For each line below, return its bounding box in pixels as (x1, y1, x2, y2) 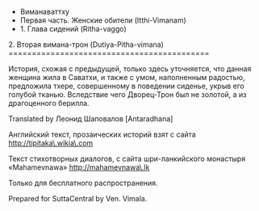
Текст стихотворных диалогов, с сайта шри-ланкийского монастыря (8, 154, 246, 163)
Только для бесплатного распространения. (8, 178, 159, 188)
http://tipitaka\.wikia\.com (8, 138, 94, 148)
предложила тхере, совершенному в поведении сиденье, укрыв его (8, 81, 244, 91)
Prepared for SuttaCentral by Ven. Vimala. (8, 194, 148, 203)
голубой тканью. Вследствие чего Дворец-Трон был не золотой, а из (8, 90, 248, 99)
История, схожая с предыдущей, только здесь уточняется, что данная (8, 64, 252, 74)
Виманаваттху (19, 7, 70, 16)
